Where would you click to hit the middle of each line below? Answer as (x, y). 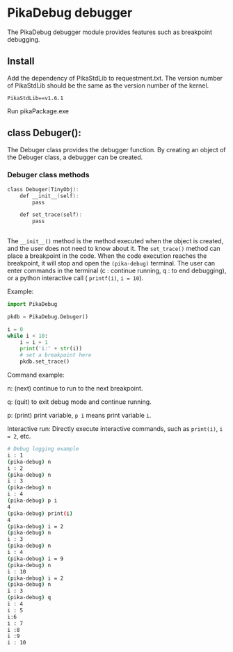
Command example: (36, 375)
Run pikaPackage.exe (38, 111)
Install (21, 62)
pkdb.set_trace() (45, 362)
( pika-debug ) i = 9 (35, 559)
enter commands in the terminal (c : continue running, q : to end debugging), (117, 271)
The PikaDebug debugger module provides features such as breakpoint (110, 32)
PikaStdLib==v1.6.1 (35, 98)
